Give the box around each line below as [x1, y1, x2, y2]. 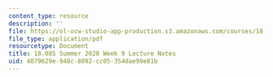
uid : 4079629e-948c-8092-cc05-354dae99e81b [8, 58, 158, 66]
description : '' [8, 19, 63, 28]
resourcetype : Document [8, 42, 89, 50]
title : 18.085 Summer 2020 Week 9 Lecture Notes [8, 50, 176, 58]
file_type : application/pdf [8, 34, 104, 43]
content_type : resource [8, 11, 89, 20]
